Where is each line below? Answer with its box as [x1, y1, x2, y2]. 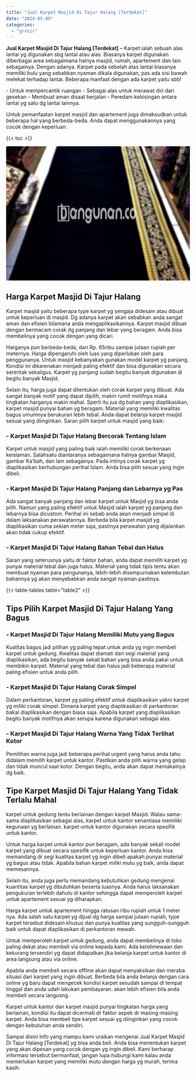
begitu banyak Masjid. [6, 374, 60, 381]
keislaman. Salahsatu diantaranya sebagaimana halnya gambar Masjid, [6, 451, 176, 458]
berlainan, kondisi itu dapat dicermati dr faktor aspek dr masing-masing [6, 1009, 178, 1016]
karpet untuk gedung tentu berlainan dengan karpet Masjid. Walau [6, 810, 166, 817]
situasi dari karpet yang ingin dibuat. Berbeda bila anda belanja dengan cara [6, 973, 190, 980]
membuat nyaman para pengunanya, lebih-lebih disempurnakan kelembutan [6, 569, 190, 576]
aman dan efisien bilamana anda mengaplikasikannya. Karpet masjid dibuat [6, 319, 187, 327]
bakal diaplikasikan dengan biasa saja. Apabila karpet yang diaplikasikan [6, 709, 181, 716]
